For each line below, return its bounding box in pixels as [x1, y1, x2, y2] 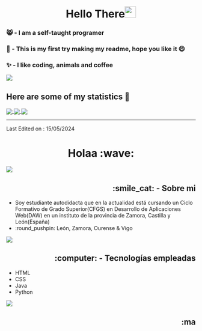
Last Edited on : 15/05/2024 [6, 125, 75, 132]
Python [14, 288, 33, 296]
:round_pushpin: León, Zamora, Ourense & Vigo [14, 225, 133, 232]
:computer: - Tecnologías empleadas [54, 253, 196, 264]
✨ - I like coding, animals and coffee [6, 61, 113, 69]
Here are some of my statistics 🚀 [6, 91, 130, 102]
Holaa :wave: [68, 146, 134, 160]
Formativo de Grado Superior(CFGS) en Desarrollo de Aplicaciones [14, 205, 182, 213]
